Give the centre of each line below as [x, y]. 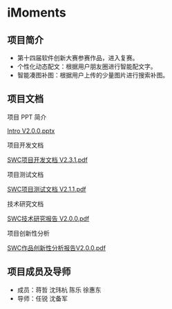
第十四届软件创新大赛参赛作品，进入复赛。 [78, 58]
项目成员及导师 [39, 272]
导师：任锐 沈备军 [42, 298]
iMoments [37, 13]
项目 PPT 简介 [27, 117]
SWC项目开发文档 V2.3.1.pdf [48, 160]
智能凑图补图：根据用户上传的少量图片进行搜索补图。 [93, 75]
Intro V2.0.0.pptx [31, 131]
